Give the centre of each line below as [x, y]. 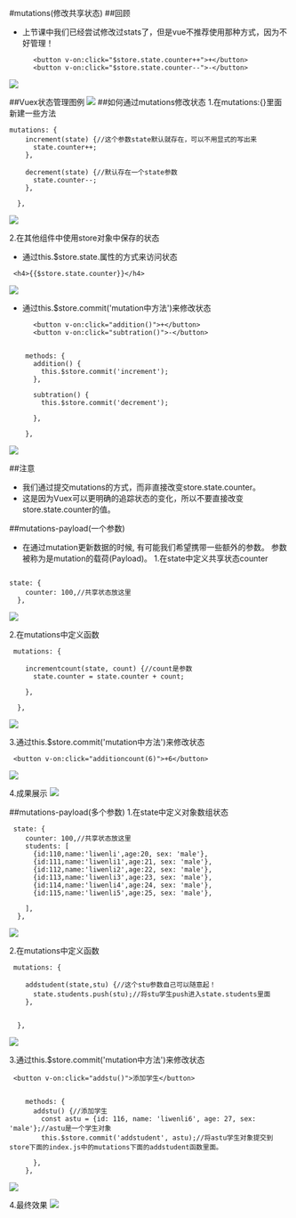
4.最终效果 [28, 1205]
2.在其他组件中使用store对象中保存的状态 [84, 238]
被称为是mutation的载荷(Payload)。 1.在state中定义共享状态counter [145, 558]
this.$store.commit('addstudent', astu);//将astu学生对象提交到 [157, 1138]
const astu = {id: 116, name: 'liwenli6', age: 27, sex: [148, 1119]
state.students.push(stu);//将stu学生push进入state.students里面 [152, 995]
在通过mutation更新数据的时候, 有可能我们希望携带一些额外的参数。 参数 [154, 547]
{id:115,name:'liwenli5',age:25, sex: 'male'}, [123, 893]
